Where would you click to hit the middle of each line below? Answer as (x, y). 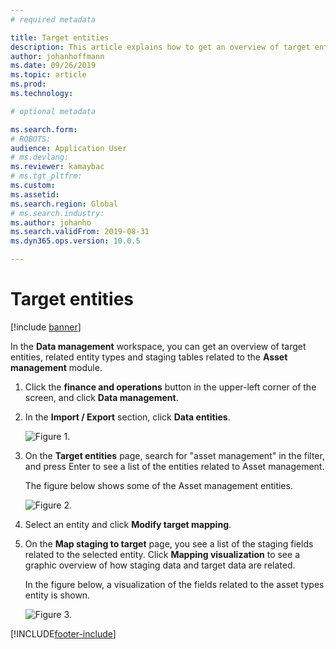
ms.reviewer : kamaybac (57, 167)
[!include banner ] (46, 327)
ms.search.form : (44, 129)
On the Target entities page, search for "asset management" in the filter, (174, 455)
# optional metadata (53, 111)
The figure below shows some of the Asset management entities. (158, 485)
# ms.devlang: (40, 157)
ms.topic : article (48, 75)
